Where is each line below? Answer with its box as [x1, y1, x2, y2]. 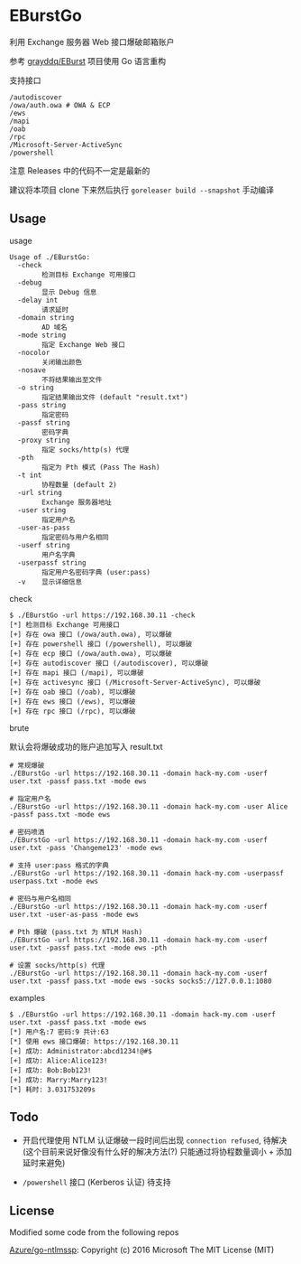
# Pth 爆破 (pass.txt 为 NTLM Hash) [9, 927, 143, 936]
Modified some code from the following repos [9, 1227, 179, 1238]
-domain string [17, 313, 75, 322]
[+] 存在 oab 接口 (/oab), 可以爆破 [9, 688, 136, 697]
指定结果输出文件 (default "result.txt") [41, 392, 189, 402]
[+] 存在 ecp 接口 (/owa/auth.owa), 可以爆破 [9, 649, 173, 658]
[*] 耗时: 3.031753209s [9, 1085, 96, 1094]
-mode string [17, 331, 67, 340]
